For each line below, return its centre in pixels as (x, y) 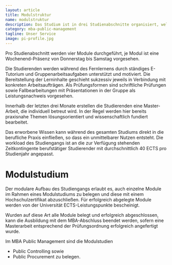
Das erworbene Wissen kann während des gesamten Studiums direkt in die (84, 132)
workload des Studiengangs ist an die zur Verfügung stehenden (73, 143)
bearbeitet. (17, 122)
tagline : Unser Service (31, 34)
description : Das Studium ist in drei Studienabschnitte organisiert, (82, 24)
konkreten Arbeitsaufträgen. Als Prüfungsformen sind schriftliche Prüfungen (86, 85)
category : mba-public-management (41, 29)
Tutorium (15, 74)
